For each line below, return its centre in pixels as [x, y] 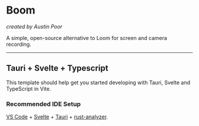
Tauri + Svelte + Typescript [57, 68]
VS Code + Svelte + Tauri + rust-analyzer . [57, 117]
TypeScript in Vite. [29, 88]
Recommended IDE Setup [44, 104]
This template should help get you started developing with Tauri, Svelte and [98, 82]
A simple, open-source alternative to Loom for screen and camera [87, 38]
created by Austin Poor [34, 26]
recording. [19, 44]
